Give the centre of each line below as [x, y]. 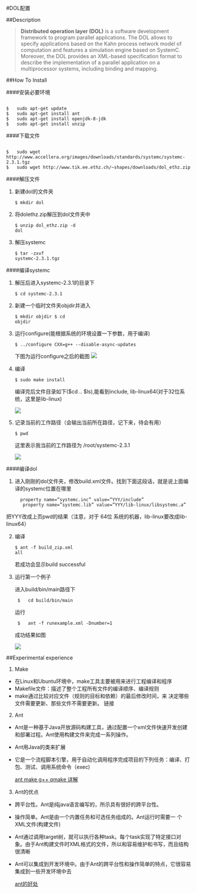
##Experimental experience [40, 658]
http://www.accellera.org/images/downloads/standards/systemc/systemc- [96, 157]
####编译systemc [28, 270]
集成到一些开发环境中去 [43, 871]
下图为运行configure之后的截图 [52, 356]
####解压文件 [23, 179]
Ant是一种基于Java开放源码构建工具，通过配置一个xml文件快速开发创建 [101, 727]
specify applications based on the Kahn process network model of [101, 44]
